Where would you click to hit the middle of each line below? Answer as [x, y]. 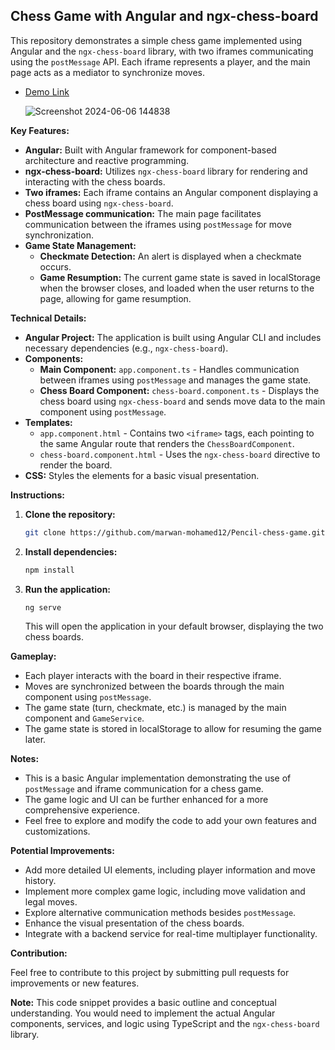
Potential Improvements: [62, 851]
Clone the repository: [70, 514]
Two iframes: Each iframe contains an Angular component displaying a [171, 192]
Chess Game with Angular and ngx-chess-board [164, 16]
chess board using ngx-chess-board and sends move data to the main [182, 401]
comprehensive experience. [82, 810]
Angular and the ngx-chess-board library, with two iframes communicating [162, 51]
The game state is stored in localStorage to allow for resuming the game [173, 729]
